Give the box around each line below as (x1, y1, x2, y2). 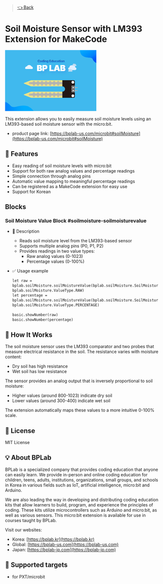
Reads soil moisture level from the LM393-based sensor (19, 238, 132, 244)
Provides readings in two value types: (19, 248, 95, 254)
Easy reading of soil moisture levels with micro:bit (12, 163, 112, 169)
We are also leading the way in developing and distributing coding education (5, 497, 159, 503)
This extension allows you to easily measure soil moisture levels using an (5, 116, 151, 121)
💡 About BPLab (5, 453, 52, 462)
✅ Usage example (12, 268, 49, 274)
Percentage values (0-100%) (26, 258, 85, 265)
